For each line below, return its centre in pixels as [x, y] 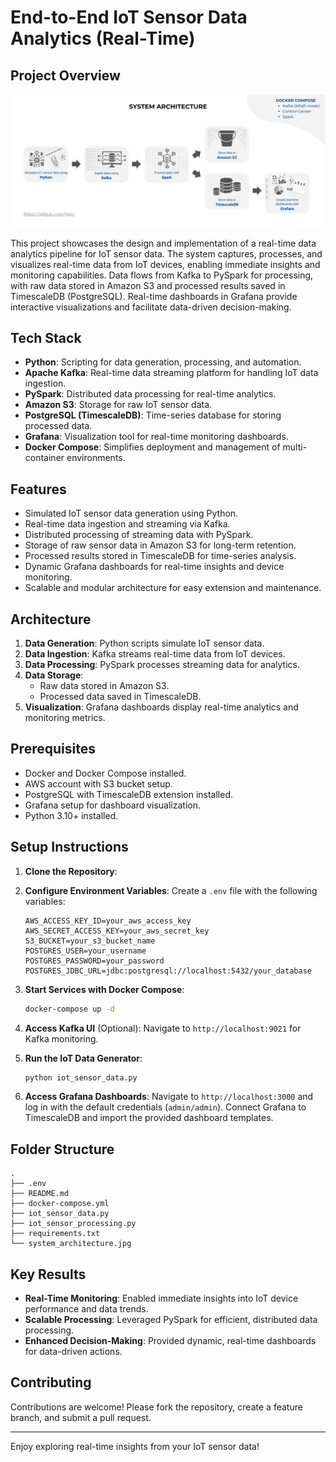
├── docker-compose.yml [60, 1204]
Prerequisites [53, 749]
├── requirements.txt [55, 1234]
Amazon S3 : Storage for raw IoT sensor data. [118, 405]
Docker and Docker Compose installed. [105, 773]
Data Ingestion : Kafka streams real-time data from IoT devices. [155, 654]
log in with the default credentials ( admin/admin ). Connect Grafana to [165, 1107]
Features [38, 489]
